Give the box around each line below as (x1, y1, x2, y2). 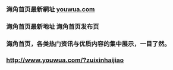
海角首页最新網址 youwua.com (6, 5, 95, 13)
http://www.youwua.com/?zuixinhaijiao (6, 56, 124, 64)
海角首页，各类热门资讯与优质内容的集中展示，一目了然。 (6, 39, 171, 48)
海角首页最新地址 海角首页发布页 (6, 22, 99, 31)
